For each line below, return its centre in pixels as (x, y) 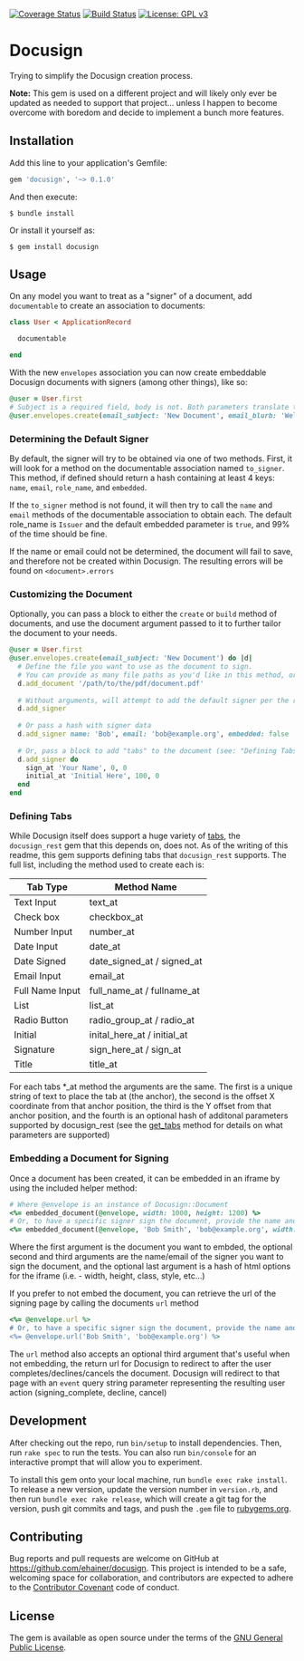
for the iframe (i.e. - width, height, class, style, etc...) (107, 1276)
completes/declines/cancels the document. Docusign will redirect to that (145, 1373)
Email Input (38, 976)
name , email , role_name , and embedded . (78, 487)
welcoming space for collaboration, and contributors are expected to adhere (152, 1578)
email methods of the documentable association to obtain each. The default (151, 514)
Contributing (46, 1536)
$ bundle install (42, 213)
